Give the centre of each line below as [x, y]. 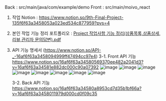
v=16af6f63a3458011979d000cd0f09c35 [54, 94]
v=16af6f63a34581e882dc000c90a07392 [55, 67]
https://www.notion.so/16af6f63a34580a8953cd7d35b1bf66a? [77, 88]
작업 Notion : [25, 17]
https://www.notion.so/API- [73, 50]
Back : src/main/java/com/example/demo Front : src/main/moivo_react [77, 7]
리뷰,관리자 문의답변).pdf [36, 40]
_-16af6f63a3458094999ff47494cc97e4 [54, 56]
